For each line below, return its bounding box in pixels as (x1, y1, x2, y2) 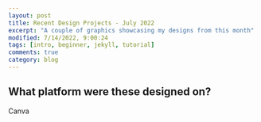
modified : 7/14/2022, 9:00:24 (8, 33, 109, 42)
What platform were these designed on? (8, 85, 212, 99)
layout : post (8, 11, 52, 20)
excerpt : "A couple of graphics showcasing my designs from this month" (8, 26, 255, 34)
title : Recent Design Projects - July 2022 (8, 19, 155, 27)
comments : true (8, 48, 59, 56)
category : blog (8, 56, 59, 64)
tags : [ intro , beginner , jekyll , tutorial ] (8, 41, 155, 49)
